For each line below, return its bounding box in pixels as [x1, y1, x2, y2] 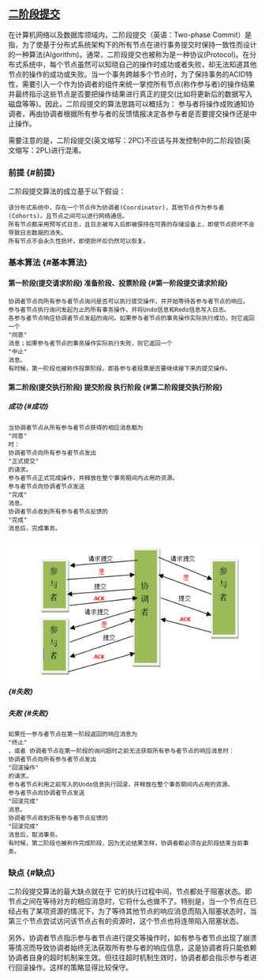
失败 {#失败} [8, 708, 49, 718]
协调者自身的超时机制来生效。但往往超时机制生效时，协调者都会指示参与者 [8, 953, 250, 962]
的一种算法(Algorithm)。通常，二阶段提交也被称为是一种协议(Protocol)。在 [8, 50, 250, 59]
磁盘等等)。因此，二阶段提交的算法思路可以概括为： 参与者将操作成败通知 [8, 99, 248, 108]
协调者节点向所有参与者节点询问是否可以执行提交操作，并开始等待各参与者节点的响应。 [8, 298, 249, 306]
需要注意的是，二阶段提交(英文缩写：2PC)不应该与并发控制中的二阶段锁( [8, 135, 244, 144]
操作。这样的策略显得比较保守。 [28, 962, 132, 973]
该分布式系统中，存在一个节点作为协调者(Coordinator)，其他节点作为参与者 [8, 204, 225, 212]
